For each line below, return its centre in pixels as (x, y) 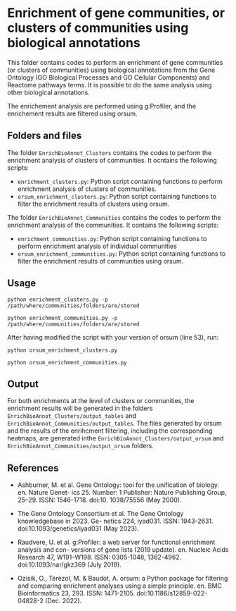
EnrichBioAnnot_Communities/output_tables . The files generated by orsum (115, 424)
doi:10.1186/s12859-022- (172, 593)
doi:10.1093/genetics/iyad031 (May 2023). (78, 529)
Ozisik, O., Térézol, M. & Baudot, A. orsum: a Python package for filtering (123, 579)
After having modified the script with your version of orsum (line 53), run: (113, 337)
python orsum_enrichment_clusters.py (63, 350)
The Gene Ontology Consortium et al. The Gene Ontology (100, 514)
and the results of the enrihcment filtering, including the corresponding (110, 431)
